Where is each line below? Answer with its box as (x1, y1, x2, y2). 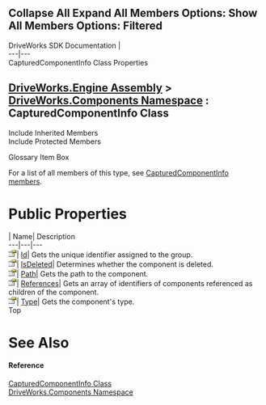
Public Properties (8, 205, 128, 223)
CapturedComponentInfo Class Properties (8, 57, 148, 67)
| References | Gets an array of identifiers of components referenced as (16, 278, 253, 288)
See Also (8, 333, 70, 352)
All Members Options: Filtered (8, 19, 163, 33)
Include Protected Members (8, 137, 101, 146)
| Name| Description (8, 231, 75, 241)
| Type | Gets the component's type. (16, 297, 135, 306)
